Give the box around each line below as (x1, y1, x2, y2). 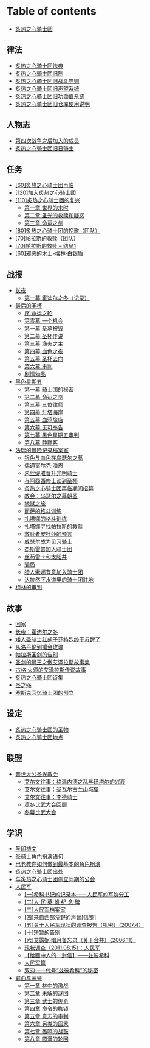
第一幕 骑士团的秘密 (24, 385, 74, 393)
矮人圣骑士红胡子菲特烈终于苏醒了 (15, 636, 101, 643)
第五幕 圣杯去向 (24, 355, 64, 363)
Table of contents (6, 4, 97, 18)
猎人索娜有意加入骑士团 (24, 568, 83, 576)
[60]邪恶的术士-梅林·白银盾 (15, 250, 83, 257)
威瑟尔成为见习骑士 (24, 538, 73, 546)
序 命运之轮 (24, 309, 53, 317)
